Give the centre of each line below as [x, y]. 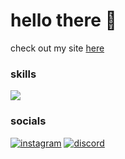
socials [28, 121]
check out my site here [57, 48]
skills [23, 74]
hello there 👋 [63, 20]
